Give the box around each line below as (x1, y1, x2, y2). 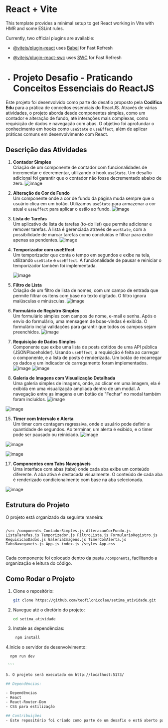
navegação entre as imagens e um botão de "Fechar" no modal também (12, 391, 161, 397)
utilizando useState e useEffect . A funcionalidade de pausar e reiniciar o (12, 257, 162, 263)
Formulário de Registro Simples (12, 307, 80, 313)
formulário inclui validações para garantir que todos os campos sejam (12, 323, 157, 329)
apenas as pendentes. (12, 237, 59, 243)
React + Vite (5, 4, 58, 15)
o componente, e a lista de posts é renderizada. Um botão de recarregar (12, 354, 162, 360)
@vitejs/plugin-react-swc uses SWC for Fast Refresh (12, 54, 122, 61)
